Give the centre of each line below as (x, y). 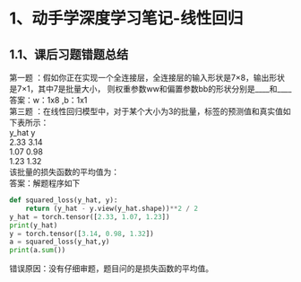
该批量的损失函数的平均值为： (64, 172)
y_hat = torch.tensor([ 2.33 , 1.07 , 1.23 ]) (90, 216)
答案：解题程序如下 (45, 183)
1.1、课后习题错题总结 (69, 54)
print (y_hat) (34, 225)
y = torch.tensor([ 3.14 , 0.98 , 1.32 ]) (82, 234)
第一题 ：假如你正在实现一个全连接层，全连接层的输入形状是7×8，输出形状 (147, 78)
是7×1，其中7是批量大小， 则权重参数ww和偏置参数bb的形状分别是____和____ (150, 89)
